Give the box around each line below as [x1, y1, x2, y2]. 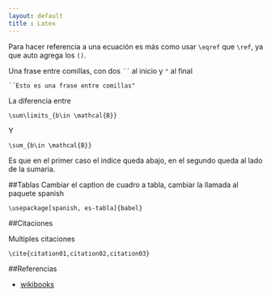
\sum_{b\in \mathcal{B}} [8, 141, 92, 150]
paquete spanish [8, 188, 65, 198]
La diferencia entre [8, 95, 71, 105]
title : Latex [8, 19, 57, 28]
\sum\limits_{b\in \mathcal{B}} [8, 111, 117, 120]
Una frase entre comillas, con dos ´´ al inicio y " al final [8, 66, 193, 75]
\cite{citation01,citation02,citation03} [8, 249, 150, 257]
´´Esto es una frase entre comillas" [8, 82, 136, 90]
